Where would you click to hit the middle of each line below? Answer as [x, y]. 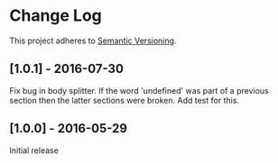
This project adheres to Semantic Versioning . [93, 41]
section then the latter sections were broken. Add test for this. [125, 100]
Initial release [34, 150]
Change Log [56, 16]
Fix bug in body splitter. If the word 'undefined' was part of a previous [139, 90]
